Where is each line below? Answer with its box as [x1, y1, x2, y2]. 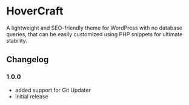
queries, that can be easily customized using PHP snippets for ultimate [6, 30, 183, 37]
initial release [15, 92, 48, 100]
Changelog [6, 54, 49, 65]
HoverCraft [6, 4, 64, 18]
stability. [6, 37, 27, 44]
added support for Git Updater [15, 86, 91, 94]
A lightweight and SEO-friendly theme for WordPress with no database [6, 24, 183, 31]
